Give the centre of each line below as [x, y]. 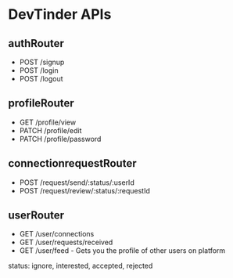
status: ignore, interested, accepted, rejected [81, 266]
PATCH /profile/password [60, 139]
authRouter [36, 43]
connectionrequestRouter [72, 163]
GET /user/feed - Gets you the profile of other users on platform [122, 251]
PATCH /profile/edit [50, 130]
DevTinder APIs [60, 14]
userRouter [36, 216]
